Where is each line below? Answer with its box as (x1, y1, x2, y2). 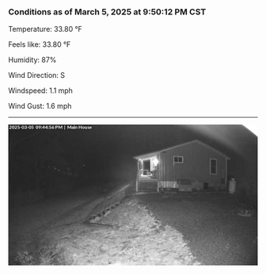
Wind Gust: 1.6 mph (8, 102, 72, 111)
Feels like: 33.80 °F (8, 40, 71, 49)
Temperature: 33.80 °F (8, 25, 83, 34)
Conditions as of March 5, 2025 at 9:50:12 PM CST (8, 6, 207, 17)
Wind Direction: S (8, 71, 66, 80)
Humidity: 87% (8, 55, 57, 65)
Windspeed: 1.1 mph (8, 86, 74, 95)
